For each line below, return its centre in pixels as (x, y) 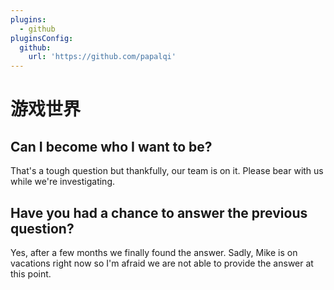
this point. (31, 273)
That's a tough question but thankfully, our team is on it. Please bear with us (167, 171)
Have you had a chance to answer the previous (159, 212)
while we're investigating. (62, 182)
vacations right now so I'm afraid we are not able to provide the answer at (162, 263)
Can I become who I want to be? (111, 146)
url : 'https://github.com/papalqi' (102, 57)
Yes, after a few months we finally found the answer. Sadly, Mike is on (154, 252)
